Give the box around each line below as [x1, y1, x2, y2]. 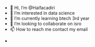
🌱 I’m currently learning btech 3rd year [9, 15, 90, 21]
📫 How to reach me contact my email [9, 26, 88, 32]
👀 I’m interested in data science [9, 10, 75, 16]
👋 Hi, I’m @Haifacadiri [9, 5, 55, 10]
